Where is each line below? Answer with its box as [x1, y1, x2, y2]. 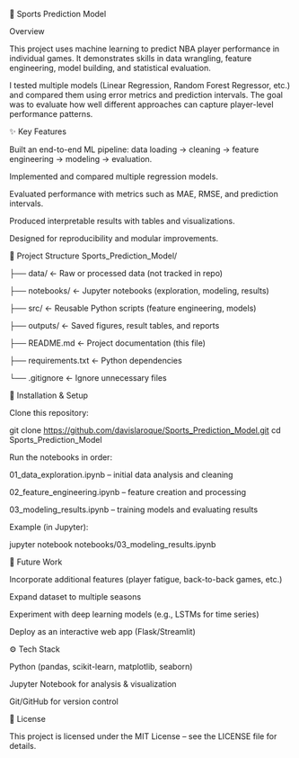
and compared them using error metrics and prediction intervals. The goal [9, 90, 283, 100]
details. [9, 741, 37, 751]
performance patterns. [9, 109, 93, 119]
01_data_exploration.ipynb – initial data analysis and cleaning [9, 469, 233, 480]
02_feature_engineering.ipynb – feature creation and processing [9, 487, 247, 497]
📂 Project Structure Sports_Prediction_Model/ [9, 250, 178, 261]
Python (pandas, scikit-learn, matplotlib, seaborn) [9, 662, 193, 672]
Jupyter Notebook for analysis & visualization [9, 679, 177, 689]
